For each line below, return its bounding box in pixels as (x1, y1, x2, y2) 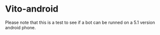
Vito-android (5, 3, 59, 15)
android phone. (5, 24, 36, 30)
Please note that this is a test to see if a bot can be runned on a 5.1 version (5, 19, 156, 25)
